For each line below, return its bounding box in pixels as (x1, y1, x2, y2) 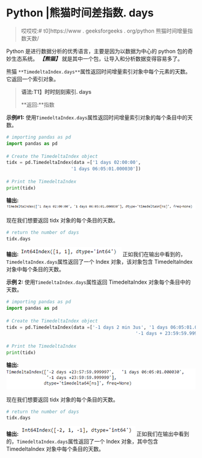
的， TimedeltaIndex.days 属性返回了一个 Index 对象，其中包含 (6, 438, 158, 445)
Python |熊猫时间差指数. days (6, 6, 154, 20)
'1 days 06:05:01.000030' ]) (70, 166, 141, 172)
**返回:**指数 (20, 101, 55, 108)
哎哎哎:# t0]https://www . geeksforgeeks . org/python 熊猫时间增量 (20, 27, 188, 34)
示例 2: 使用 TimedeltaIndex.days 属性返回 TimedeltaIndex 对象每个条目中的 (6, 278, 191, 286)
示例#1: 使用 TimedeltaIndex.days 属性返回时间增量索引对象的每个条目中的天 (6, 113, 193, 121)
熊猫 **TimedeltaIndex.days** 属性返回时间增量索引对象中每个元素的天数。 (6, 67, 191, 75)
